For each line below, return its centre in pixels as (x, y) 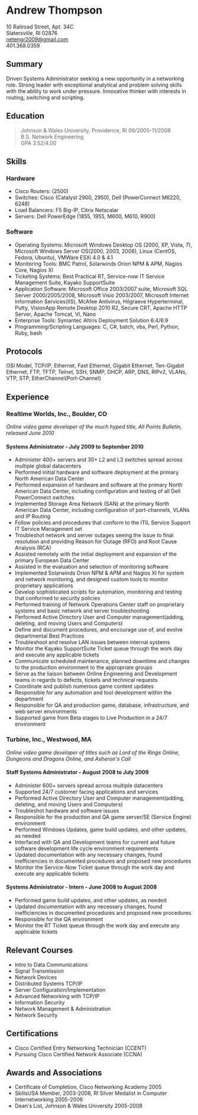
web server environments (46, 712)
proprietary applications (44, 586)
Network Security (36, 1015)
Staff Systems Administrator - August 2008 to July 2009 (77, 772)
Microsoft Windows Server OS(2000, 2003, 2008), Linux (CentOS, (95, 251)
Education (25, 116)
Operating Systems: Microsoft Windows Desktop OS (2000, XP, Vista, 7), (103, 245)
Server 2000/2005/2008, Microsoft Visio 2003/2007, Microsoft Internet (102, 295)
